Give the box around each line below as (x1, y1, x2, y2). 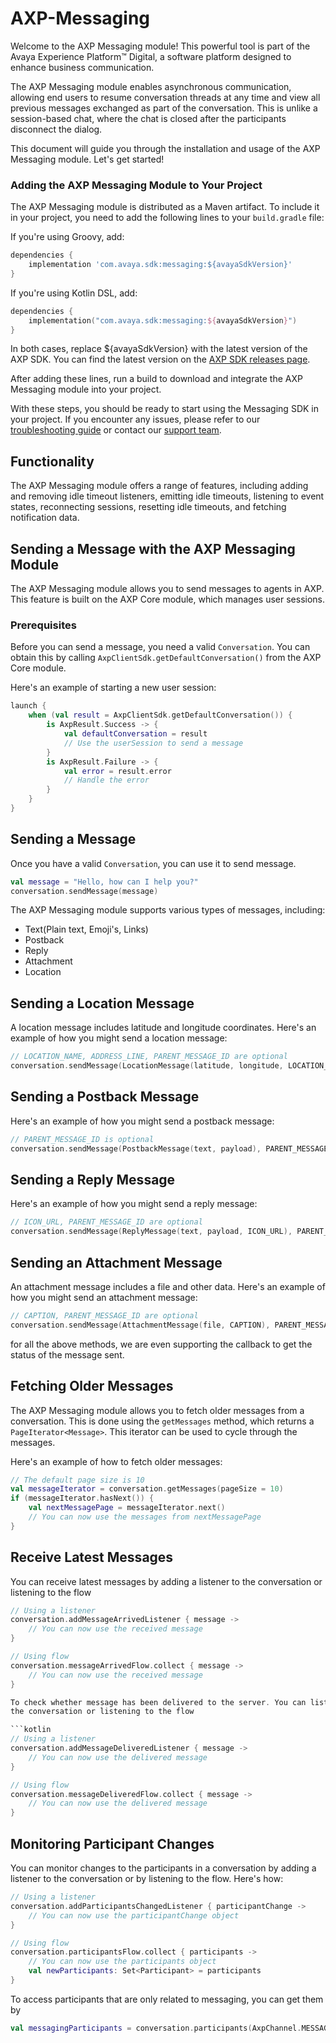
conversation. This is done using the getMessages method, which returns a (10, 1415, 315, 1427)
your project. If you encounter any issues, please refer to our (10, 413, 261, 426)
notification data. (10, 512, 80, 524)
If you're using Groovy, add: (10, 231, 125, 243)
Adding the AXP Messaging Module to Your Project (10, 178, 263, 192)
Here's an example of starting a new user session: (10, 682, 217, 694)
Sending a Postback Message (10, 1088, 200, 1106)
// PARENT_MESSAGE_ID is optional (10, 1134, 155, 1144)
